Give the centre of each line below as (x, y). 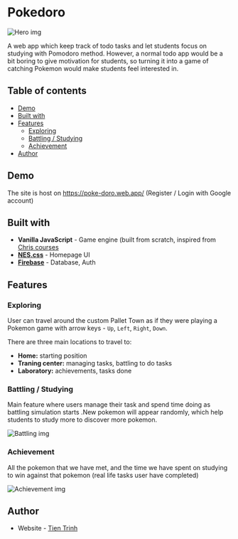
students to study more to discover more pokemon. (82, 420)
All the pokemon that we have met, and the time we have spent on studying (118, 467)
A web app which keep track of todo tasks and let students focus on (107, 46)
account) (21, 201)
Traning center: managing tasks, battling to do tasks (95, 363)
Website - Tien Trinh (48, 528)
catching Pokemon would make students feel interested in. (93, 68)
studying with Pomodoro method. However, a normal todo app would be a (115, 53)
